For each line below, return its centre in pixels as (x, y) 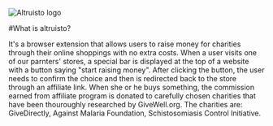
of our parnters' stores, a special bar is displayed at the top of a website (129, 61)
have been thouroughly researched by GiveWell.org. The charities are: (126, 104)
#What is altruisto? (40, 28)
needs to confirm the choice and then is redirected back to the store (123, 78)
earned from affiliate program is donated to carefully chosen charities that (132, 96)
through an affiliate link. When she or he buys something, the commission (132, 87)
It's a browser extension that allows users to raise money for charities (125, 44)
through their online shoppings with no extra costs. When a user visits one (133, 52)
